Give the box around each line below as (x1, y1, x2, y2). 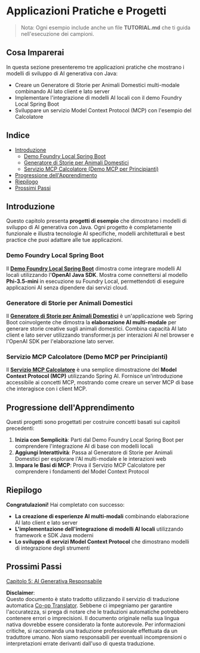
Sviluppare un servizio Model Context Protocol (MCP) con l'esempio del (14, 106, 192, 114)
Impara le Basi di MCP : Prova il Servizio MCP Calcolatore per (14, 461, 165, 469)
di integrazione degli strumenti (14, 544, 90, 552)
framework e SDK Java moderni (14, 531, 94, 538)
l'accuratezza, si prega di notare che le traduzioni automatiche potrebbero (6, 608, 189, 615)
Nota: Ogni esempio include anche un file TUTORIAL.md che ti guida (20, 24, 191, 31)
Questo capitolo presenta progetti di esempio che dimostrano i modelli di (6, 217, 187, 224)
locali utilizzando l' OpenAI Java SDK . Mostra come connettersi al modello (6, 271, 188, 278)
